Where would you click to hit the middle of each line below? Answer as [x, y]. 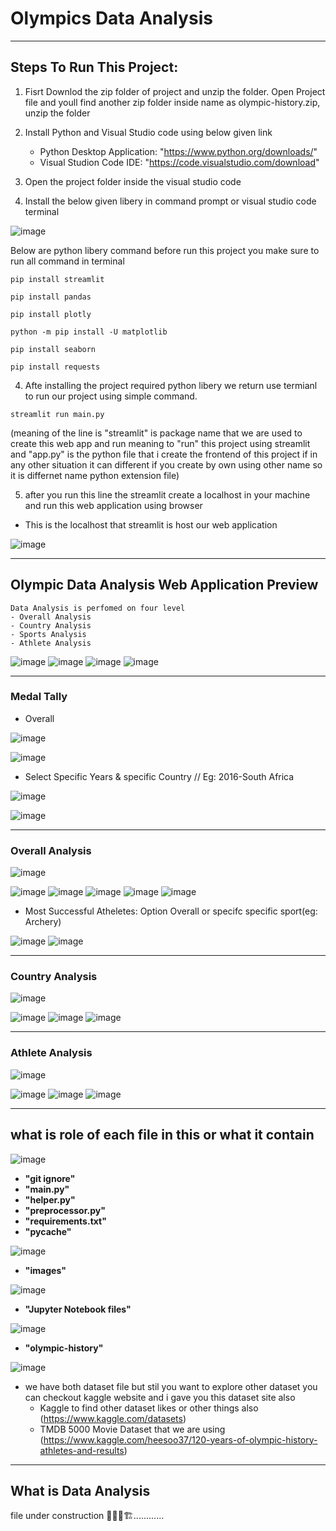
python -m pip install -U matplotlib [89, 332]
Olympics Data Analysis [111, 18]
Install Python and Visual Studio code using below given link [148, 132]
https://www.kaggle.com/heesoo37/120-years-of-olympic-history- [180, 1439]
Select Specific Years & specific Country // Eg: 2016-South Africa [159, 776]
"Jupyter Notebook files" [78, 1309]
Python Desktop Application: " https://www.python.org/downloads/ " [178, 151]
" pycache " [48, 1231]
